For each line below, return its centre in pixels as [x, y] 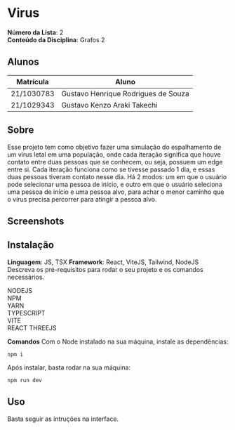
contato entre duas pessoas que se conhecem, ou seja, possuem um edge [115, 162]
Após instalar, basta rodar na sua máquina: [69, 367]
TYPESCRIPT [26, 313]
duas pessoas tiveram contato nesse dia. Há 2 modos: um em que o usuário [117, 176]
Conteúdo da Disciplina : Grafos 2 [56, 39]
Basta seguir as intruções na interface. [63, 419]
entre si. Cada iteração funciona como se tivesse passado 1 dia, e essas [111, 169]
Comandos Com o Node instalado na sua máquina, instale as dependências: [118, 341]
